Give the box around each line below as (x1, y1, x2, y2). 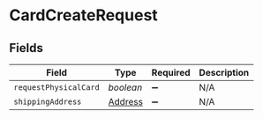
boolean (108, 81, 143, 93)
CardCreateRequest (9, 5, 159, 26)
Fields (9, 41, 44, 56)
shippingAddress (13, 97, 82, 107)
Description (199, 67, 250, 78)
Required (151, 67, 192, 78)
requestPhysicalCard (13, 83, 100, 93)
